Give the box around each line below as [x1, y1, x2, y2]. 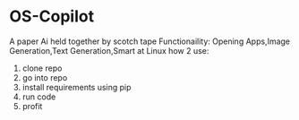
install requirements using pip [21, 81, 132, 92]
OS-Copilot [9, 6, 95, 27]
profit [21, 100, 43, 111]
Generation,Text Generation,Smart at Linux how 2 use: [9, 45, 209, 56]
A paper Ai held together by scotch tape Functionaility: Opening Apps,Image [9, 36, 291, 47]
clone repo [21, 63, 63, 73]
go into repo [21, 72, 68, 82]
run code [21, 91, 56, 102]
